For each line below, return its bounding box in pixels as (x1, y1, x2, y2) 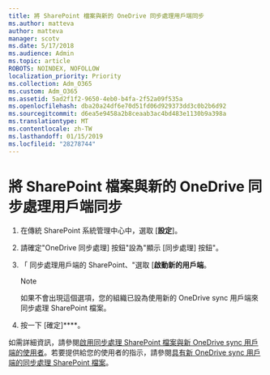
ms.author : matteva (8, 19, 75, 28)
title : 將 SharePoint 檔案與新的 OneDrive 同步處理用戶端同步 (8, 11, 204, 20)
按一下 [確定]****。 (19, 321, 85, 330)
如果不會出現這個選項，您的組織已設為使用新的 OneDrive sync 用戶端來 (19, 293, 259, 303)
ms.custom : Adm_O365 (8, 87, 79, 96)
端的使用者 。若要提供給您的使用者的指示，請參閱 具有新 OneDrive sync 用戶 (8, 347, 261, 357)
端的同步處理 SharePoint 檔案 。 (8, 358, 114, 368)
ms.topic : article (8, 58, 71, 66)
